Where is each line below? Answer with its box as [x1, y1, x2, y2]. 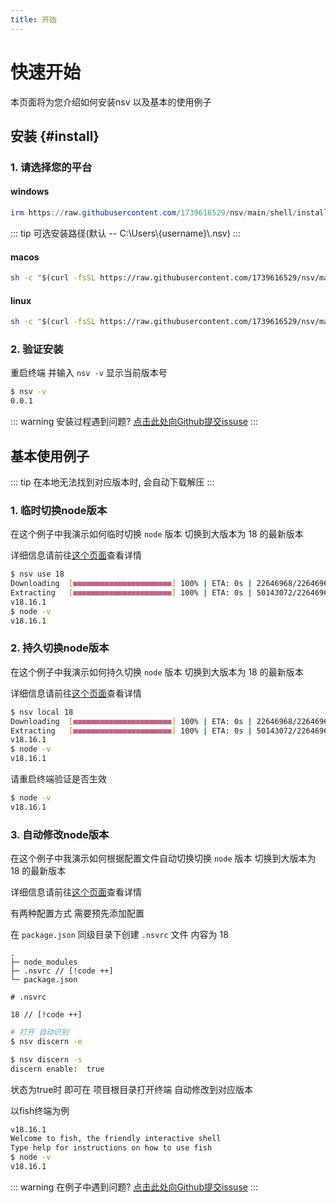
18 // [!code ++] [10, 1010, 83, 1020]
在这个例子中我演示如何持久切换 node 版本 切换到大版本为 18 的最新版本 [10, 666, 304, 678]
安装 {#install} [10, 127, 100, 145]
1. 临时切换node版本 [10, 503, 108, 517]
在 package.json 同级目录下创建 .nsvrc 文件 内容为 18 [10, 929, 229, 941]
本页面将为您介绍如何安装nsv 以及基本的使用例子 [10, 96, 212, 108]
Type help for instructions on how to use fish [10, 1143, 213, 1153]
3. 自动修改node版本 [10, 827, 110, 841]
